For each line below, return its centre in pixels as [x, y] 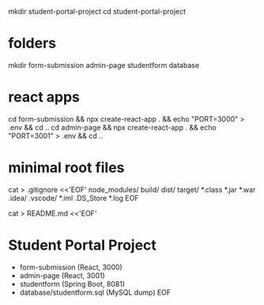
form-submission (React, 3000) [71, 267]
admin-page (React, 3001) [62, 275]
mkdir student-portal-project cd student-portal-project [97, 11]
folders [32, 43]
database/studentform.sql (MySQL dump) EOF [95, 292]
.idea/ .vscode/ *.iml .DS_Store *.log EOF [74, 198]
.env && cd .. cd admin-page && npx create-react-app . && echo [113, 127]
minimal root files [66, 168]
